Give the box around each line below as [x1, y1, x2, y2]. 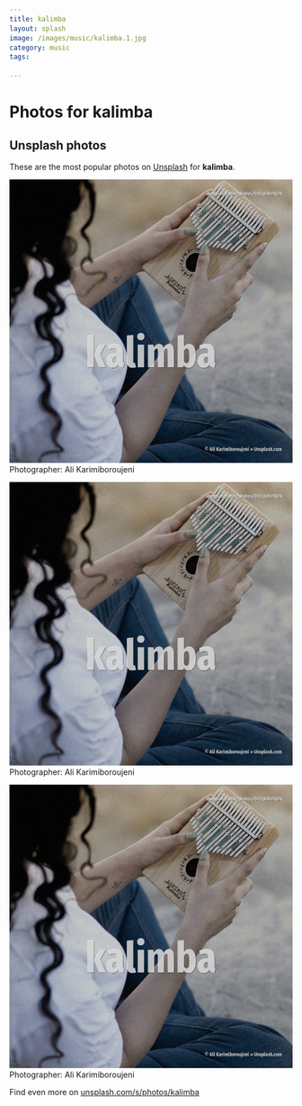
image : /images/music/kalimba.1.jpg [9, 33, 147, 42]
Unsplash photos [9, 138, 107, 153]
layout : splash [9, 23, 67, 33]
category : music [9, 43, 70, 52]
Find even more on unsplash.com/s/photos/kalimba [9, 1087, 200, 1097]
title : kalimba [9, 14, 67, 23]
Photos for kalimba [9, 102, 154, 122]
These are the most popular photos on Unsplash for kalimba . [9, 162, 235, 172]
